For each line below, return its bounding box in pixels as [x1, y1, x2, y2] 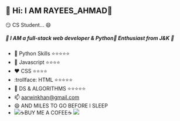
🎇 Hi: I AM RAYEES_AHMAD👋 [5, 6, 113, 16]
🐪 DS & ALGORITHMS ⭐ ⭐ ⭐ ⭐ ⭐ [13, 85, 86, 92]
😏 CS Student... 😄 [5, 21, 51, 28]
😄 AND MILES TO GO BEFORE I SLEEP [13, 102, 108, 109]
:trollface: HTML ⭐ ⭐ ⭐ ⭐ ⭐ [13, 76, 73, 83]
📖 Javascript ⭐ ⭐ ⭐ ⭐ [13, 58, 60, 65]
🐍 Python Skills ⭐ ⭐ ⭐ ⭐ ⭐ [13, 50, 70, 57]
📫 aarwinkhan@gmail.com [13, 94, 80, 101]
